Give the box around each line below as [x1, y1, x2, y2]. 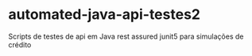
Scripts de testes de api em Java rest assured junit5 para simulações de [8, 32, 244, 41]
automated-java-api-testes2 [8, 6, 201, 24]
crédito [8, 39, 32, 49]
